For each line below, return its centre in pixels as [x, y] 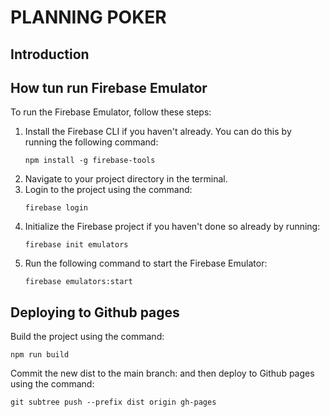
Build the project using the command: [87, 337]
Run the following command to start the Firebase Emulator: [146, 263]
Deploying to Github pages [95, 312]
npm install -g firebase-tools [90, 161]
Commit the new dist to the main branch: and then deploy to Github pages [162, 373]
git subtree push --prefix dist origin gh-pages [113, 402]
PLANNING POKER [88, 17]
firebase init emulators [76, 245]
